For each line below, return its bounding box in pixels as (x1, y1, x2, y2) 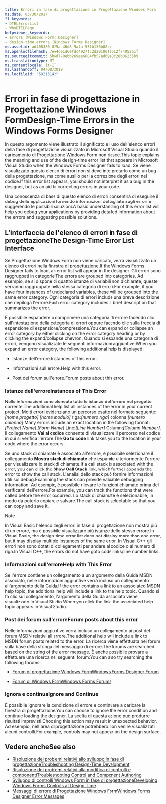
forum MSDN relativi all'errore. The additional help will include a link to (5, 633, 148, 639)
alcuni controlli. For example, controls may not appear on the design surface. (5, 728, 161, 735)
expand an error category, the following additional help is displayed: (5, 346, 144, 352)
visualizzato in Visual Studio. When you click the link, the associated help (5, 599, 153, 604)
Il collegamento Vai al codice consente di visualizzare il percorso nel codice (5, 430, 160, 436)
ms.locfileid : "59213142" (5, 72, 58, 77)
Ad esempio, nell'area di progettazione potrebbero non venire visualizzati (5, 723, 155, 729)
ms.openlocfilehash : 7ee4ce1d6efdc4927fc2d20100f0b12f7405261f (5, 49, 139, 54)
